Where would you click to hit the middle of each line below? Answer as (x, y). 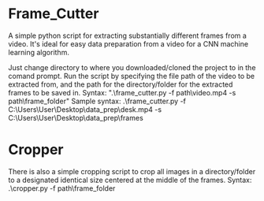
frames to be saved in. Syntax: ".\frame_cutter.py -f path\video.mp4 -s (122, 92)
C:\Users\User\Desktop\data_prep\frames (76, 117)
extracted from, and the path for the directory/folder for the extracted (121, 84)
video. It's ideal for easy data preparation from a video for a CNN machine (128, 43)
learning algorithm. (39, 52)
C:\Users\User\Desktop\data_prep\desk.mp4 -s (85, 109)
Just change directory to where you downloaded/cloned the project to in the (132, 67)
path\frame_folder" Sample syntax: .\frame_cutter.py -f (97, 101)
